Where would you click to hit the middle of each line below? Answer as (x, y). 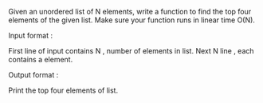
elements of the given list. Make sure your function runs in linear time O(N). (131, 20)
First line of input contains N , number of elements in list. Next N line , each (131, 51)
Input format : (31, 36)
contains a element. (41, 59)
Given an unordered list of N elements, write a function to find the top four (130, 12)
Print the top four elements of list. (63, 90)
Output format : (33, 75)
